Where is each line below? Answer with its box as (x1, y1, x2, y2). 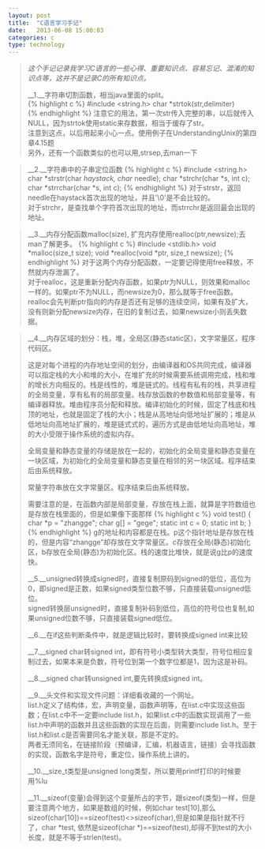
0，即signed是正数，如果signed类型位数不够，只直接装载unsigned (27, 584, 244, 593)
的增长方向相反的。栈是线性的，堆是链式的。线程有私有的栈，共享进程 (27, 380, 256, 389)
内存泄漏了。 (41, 268, 84, 277)
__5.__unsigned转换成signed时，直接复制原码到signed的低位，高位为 (27, 574, 252, 584)
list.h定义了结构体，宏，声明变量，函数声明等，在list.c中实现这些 (27, 701, 238, 710)
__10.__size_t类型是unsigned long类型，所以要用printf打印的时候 (27, 767, 235, 776)
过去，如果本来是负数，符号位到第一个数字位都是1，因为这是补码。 (34, 657, 252, 667)
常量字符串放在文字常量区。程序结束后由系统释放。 (27, 483, 194, 492)
